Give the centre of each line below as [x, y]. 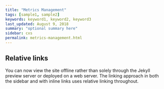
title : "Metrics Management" [36, 10]
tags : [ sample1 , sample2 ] [32, 15]
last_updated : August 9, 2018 [37, 24]
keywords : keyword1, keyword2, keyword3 [48, 19]
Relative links [27, 58]
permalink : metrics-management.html [44, 38]
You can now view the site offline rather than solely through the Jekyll [78, 70]
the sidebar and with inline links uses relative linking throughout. [72, 81]
